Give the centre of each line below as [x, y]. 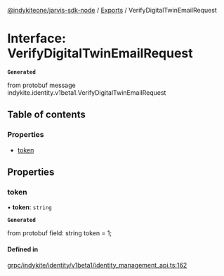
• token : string [30, 207]
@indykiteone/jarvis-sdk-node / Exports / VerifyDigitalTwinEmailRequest [112, 10]
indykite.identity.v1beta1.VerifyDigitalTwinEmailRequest [87, 92]
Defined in [23, 249]
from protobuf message [41, 85]
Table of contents [46, 115]
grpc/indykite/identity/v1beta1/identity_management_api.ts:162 [97, 265]
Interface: [37, 39]
